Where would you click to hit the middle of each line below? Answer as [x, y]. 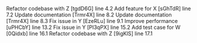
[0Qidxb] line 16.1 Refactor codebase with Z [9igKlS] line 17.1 [79, 34]
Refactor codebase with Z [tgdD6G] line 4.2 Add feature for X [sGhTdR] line [99, 9]
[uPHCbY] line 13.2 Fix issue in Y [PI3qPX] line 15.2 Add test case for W [93, 27]
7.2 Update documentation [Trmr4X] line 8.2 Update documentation [89, 15]
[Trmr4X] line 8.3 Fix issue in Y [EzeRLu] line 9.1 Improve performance [92, 21]
